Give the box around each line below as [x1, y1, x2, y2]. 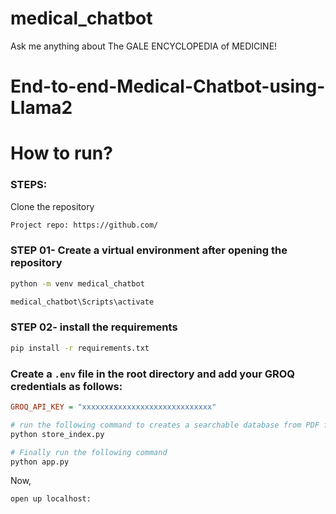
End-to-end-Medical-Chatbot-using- [10, 75, 326, 98]
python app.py [10, 457, 70, 467]
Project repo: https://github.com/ [10, 220, 159, 230]
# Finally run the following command [10, 447, 168, 457]
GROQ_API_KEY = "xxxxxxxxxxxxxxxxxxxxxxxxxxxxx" [10, 402, 217, 412]
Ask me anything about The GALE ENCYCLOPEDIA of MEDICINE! [10, 40, 278, 52]
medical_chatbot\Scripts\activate [10, 297, 155, 307]
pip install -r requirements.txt [10, 343, 150, 353]
